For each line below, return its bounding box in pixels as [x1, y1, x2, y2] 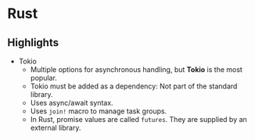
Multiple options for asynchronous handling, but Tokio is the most [30, 65, 243, 74]
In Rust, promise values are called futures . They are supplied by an [30, 115, 247, 124]
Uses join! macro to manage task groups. [30, 106, 167, 116]
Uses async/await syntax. [30, 99, 114, 107]
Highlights [7, 36, 59, 49]
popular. [30, 74, 58, 82]
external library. [30, 123, 81, 132]
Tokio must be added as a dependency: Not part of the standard [30, 81, 238, 91]
